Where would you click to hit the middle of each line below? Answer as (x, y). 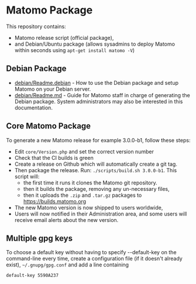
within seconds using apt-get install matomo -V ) (75, 50)
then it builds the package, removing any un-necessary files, (96, 189)
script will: (27, 176)
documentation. (33, 107)
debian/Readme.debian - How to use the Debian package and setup (96, 83)
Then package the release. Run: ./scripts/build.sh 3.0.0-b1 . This (96, 170)
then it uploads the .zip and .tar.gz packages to (82, 195)
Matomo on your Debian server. (53, 89)
